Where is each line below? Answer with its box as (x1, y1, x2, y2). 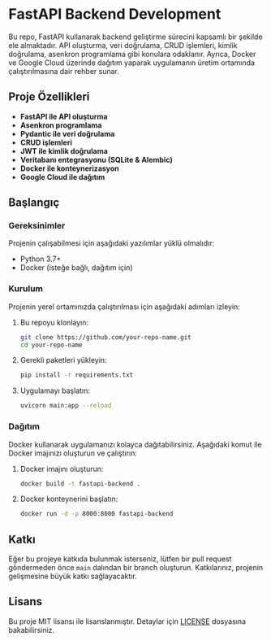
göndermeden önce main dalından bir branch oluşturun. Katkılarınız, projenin (8, 563, 264, 573)
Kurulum (8, 283, 43, 294)
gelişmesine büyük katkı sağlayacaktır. (8, 571, 137, 582)
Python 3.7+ (19, 254, 62, 264)
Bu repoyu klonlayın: (19, 317, 89, 327)
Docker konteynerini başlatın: (19, 494, 118, 504)
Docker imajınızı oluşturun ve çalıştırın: (8, 448, 138, 458)
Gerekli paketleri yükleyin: (19, 355, 107, 365)
